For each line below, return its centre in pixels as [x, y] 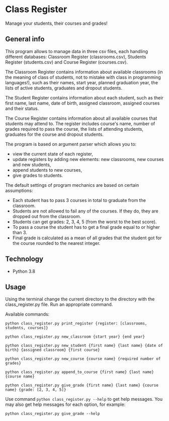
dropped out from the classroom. [47, 216]
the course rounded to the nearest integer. [56, 243]
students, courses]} [27, 328]
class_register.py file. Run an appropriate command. [59, 304]
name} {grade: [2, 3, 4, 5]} [36, 390]
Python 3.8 [24, 271]
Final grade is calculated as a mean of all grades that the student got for [87, 238]
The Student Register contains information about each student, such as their [84, 97]
